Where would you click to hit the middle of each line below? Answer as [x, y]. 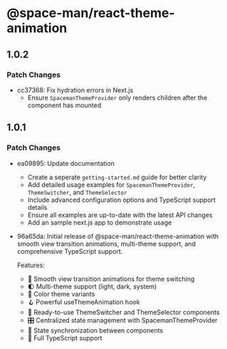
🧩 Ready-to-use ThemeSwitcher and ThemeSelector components [123, 312]
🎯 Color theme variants [61, 294]
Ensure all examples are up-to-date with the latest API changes [120, 215]
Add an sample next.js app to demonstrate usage [100, 222]
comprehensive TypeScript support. [70, 251]
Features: [31, 265]
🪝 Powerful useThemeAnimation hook [84, 302]
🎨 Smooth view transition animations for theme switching [111, 279]
